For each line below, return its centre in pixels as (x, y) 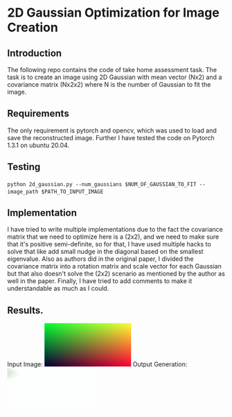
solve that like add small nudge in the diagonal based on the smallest (105, 252)
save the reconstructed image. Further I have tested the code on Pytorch (111, 137)
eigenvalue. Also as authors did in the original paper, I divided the (100, 259)
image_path (23, 192)
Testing (24, 167)
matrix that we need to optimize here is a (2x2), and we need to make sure (113, 237)
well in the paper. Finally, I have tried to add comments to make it (100, 281)
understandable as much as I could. (58, 289)
